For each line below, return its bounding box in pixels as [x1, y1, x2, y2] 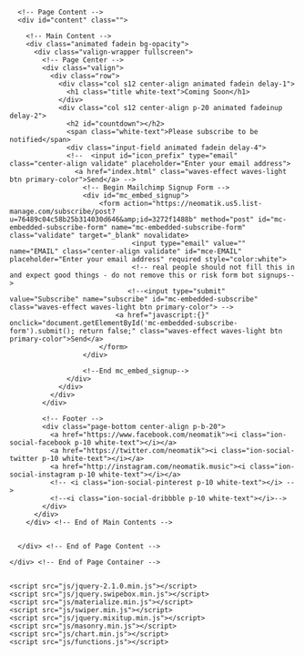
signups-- [258, 271, 296, 280]
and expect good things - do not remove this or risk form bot [9, 271, 255, 280]
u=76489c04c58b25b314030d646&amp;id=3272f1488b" [9, 215, 198, 224]
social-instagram [9, 470, 76, 479]
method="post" [200, 215, 255, 224]
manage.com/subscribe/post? [9, 207, 117, 216]
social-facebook [9, 438, 71, 447]
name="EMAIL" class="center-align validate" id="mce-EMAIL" [9, 247, 243, 256]
